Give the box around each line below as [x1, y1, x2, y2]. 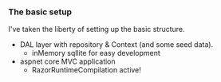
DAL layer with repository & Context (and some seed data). [19, 40, 214, 49]
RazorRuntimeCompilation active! [31, 65, 142, 75]
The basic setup [8, 6, 73, 18]
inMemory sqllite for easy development [31, 49, 161, 58]
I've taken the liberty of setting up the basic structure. [8, 25, 185, 34]
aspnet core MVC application [19, 57, 116, 66]
